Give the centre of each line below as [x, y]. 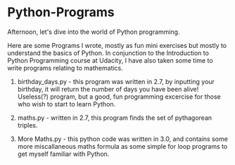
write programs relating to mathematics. [65, 68]
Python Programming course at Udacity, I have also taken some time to [110, 60]
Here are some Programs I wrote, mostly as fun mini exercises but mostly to [117, 45]
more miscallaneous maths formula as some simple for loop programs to [122, 146]
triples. [27, 125]
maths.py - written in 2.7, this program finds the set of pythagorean [115, 118]
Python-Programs [61, 12]
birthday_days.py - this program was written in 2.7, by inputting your [116, 81]
